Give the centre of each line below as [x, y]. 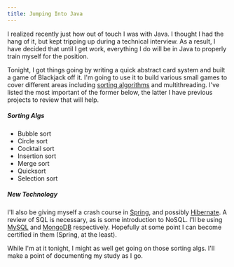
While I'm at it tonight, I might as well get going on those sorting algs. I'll [111, 248]
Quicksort [32, 171]
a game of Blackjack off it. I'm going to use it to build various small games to [117, 77]
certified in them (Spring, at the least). [62, 234]
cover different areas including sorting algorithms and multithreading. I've [113, 84]
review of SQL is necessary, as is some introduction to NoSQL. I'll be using [115, 219]
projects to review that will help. [53, 100]
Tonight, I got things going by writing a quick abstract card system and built [116, 70]
